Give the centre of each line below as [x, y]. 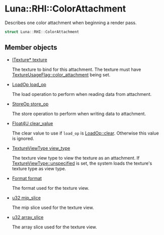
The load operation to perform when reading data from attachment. [82, 94]
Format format [27, 178]
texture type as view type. [39, 168]
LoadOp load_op [29, 84]
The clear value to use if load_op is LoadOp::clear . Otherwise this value [85, 133]
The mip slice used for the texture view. [53, 207]
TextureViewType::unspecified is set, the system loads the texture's [82, 163]
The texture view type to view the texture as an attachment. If [76, 158]
